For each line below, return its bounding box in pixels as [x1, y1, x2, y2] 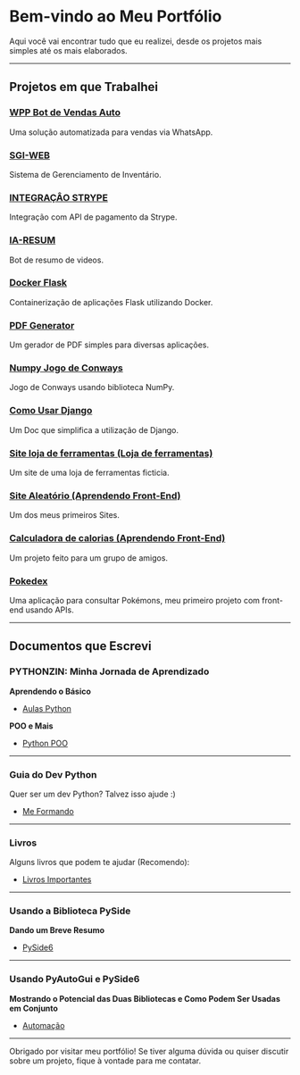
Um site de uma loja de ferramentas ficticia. [9, 467, 170, 478]
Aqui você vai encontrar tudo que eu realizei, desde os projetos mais [9, 36, 262, 46]
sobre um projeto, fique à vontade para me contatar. [9, 1055, 202, 1066]
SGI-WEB [9, 149, 51, 162]
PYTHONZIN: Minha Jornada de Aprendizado [9, 665, 210, 678]
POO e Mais [9, 721, 54, 731]
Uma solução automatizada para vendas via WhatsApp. [9, 127, 213, 137]
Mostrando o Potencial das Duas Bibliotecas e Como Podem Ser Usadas [9, 993, 281, 1004]
